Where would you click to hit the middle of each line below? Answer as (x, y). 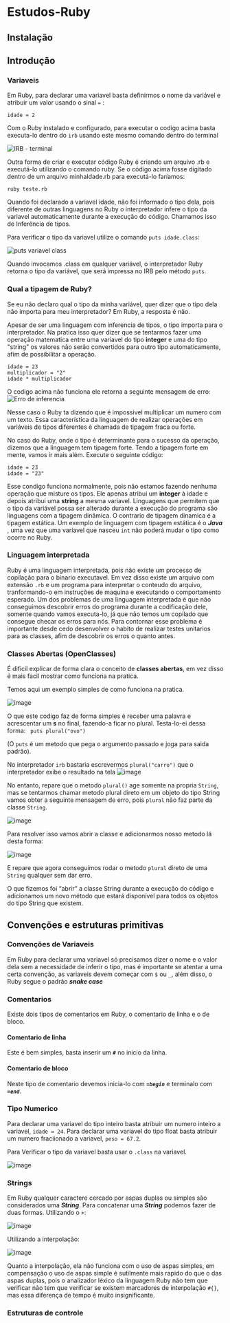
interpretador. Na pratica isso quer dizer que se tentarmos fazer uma (104, 332)
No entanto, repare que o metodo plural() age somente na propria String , (113, 785)
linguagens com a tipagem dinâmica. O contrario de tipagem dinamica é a (112, 515)
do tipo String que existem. (45, 903)
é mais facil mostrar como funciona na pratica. (73, 676)
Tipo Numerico (33, 1109)
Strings (20, 1183)
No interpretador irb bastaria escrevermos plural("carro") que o (100, 765)
